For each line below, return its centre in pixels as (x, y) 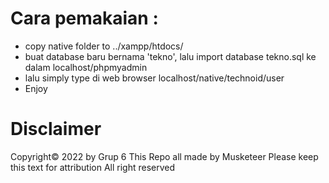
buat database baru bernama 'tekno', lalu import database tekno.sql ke (170, 56)
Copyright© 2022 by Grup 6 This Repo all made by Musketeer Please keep (164, 156)
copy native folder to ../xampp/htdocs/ (104, 46)
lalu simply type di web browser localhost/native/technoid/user (154, 78)
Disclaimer (56, 129)
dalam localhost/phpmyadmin (86, 67)
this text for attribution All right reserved (93, 167)
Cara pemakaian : (84, 18)
